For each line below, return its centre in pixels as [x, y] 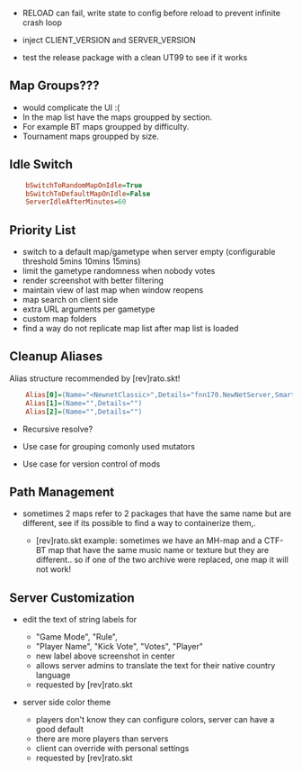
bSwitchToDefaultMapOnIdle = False [88, 194]
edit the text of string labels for [80, 620]
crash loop [42, 23]
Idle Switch [41, 164]
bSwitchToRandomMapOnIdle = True [84, 185]
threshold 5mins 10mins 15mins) [81, 261]
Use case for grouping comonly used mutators [109, 446]
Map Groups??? [54, 86]
